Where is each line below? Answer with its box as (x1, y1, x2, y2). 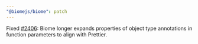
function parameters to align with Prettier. (6, 31, 108, 38)
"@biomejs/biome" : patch (6, 8, 67, 15)
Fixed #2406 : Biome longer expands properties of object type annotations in (6, 25, 193, 32)
